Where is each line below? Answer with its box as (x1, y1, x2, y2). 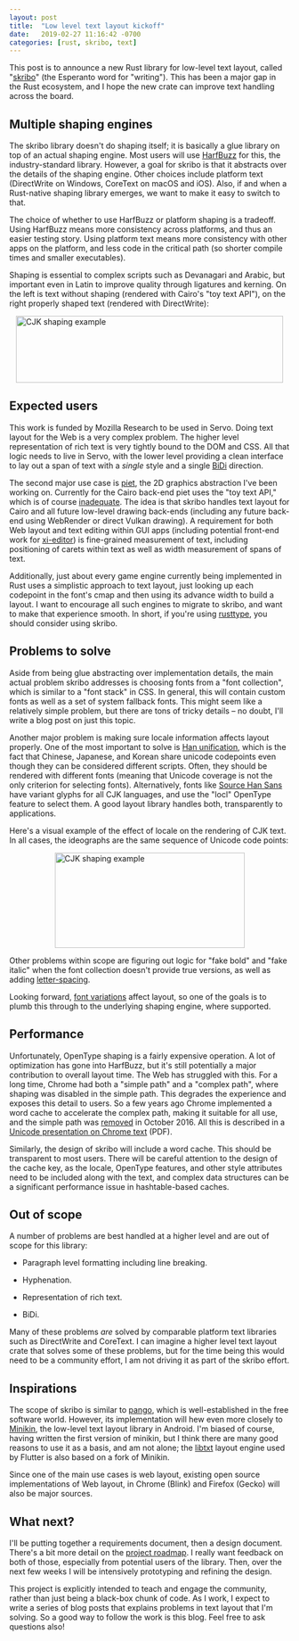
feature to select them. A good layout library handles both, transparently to (9, 798, 283, 809)
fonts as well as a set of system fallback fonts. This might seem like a (9, 696, 263, 706)
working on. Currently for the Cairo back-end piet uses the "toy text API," (9, 487, 278, 498)
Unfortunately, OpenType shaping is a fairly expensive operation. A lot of (9, 1050, 276, 1061)
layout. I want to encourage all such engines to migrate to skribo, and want (9, 598, 283, 609)
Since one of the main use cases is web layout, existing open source (9, 1469, 261, 1480)
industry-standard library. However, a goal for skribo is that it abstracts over (9, 160, 287, 170)
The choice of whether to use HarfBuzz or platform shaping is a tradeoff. (9, 215, 276, 226)
